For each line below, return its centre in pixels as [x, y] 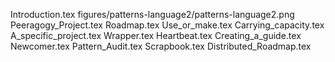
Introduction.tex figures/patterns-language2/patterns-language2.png [152, 14]
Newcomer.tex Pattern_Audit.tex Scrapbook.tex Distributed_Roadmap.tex [161, 46]
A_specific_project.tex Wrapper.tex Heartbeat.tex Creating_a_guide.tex [156, 35]
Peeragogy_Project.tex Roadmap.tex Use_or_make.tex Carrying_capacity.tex [167, 25]
